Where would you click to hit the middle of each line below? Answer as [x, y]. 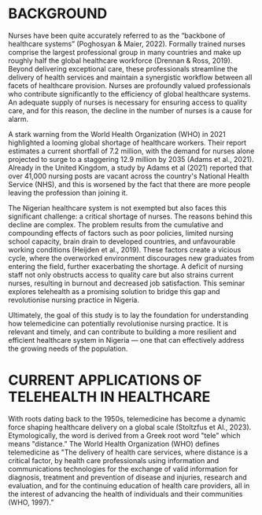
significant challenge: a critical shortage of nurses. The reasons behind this [131, 216]
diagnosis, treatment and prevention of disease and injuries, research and [128, 477]
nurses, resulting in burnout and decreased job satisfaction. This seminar [127, 283]
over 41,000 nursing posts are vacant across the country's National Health [129, 176]
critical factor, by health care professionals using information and [114, 460]
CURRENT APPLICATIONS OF [105, 380]
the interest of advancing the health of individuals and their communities [125, 494]
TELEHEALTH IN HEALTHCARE [109, 397]
